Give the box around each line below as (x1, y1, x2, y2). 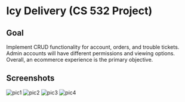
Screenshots (6, 73, 55, 84)
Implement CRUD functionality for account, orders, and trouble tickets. (6, 43, 180, 50)
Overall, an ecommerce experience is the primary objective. (6, 56, 153, 63)
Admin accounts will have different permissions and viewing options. (6, 50, 175, 57)
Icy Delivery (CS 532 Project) (6, 4, 153, 18)
